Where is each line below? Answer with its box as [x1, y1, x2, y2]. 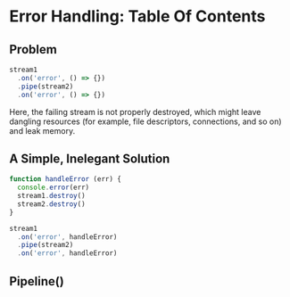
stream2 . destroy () [17, 199, 87, 209]
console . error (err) [17, 183, 90, 193]
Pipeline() [9, 274, 64, 289]
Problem [9, 42, 58, 57]
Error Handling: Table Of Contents [9, 6, 266, 27]
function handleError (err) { [9, 175, 122, 184]
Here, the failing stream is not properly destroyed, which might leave [9, 106, 261, 117]
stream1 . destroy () [17, 192, 87, 201]
